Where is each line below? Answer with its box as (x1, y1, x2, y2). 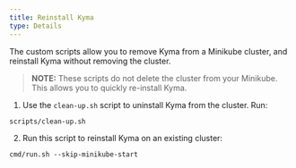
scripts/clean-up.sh (9, 117, 87, 126)
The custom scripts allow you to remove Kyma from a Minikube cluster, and (9, 46, 288, 56)
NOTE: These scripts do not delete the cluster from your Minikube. (30, 72, 278, 83)
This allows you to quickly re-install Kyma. (30, 82, 187, 93)
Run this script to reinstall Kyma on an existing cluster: (22, 132, 222, 143)
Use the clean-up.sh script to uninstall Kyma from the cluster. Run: (22, 99, 268, 110)
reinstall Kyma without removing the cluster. (9, 55, 171, 66)
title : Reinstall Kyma (9, 13, 94, 22)
